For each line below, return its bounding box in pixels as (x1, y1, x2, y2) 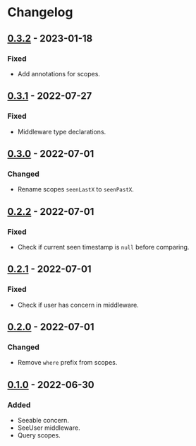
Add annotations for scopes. (17, 69, 101, 78)
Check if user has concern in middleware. (17, 300, 139, 309)
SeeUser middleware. (17, 423, 80, 432)
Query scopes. (17, 431, 61, 439)
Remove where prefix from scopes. (17, 358, 118, 367)
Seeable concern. (17, 416, 69, 424)
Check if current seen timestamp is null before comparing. (17, 242, 190, 251)
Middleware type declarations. (17, 127, 106, 136)
